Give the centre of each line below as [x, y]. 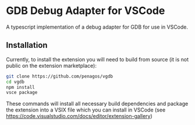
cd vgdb [15, 82]
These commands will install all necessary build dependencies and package [97, 104]
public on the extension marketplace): [52, 65]
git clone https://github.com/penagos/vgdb [60, 76]
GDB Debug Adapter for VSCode [86, 11]
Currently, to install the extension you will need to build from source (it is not [97, 59]
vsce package [22, 93]
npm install [20, 87]
